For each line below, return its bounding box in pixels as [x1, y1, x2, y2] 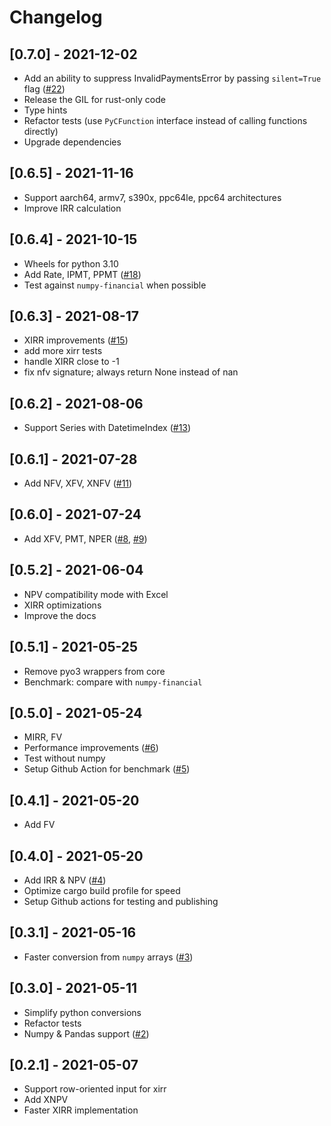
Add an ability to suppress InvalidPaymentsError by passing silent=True [23, 72, 322, 84]
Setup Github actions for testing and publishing [23, 895, 219, 907]
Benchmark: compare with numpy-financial [23, 676, 203, 688]
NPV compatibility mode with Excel [23, 588, 169, 600]
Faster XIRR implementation [23, 1104, 139, 1116]
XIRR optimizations [23, 599, 102, 611]
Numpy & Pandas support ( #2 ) [23, 1027, 150, 1040]
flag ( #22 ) [23, 83, 66, 95]
